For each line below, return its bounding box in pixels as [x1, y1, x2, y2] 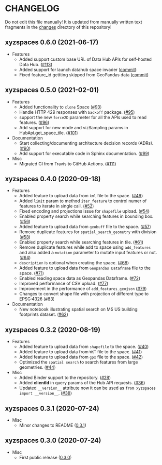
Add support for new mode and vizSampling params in [19, 124, 128, 130]
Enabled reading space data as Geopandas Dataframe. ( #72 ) [19, 276, 141, 281]
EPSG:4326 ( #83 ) [19, 296, 55, 302]
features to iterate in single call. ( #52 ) [19, 203, 94, 209]
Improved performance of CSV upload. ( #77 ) [19, 280, 109, 287]
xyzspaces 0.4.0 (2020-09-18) [5, 174, 101, 183]
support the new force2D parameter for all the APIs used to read [19, 114, 147, 120]
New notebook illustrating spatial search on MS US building [19, 307, 138, 312]
